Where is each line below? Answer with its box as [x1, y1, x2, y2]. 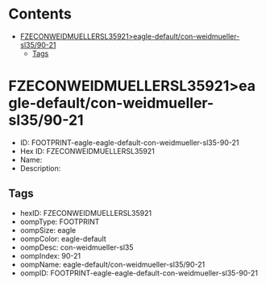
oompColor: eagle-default [19, 234, 106, 243]
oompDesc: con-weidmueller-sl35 [19, 242, 135, 252]
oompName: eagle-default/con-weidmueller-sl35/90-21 [19, 259, 206, 269]
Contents [8, 5, 73, 23]
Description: [19, 163, 61, 173]
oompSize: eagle [19, 225, 77, 234]
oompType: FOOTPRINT [19, 217, 100, 226]
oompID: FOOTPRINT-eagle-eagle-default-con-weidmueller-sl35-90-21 [19, 267, 259, 278]
